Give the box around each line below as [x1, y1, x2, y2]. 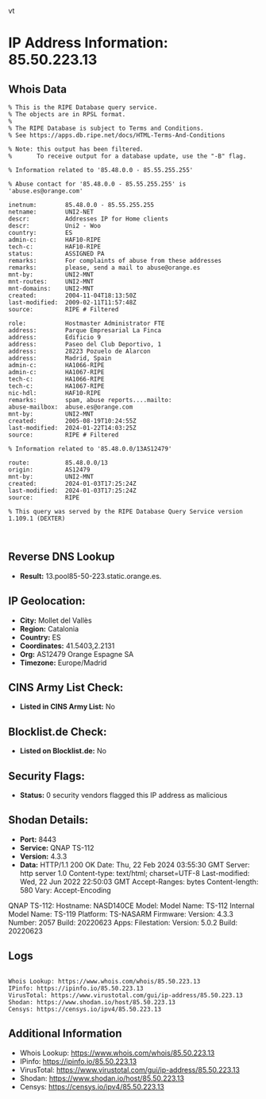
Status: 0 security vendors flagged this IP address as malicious [19, 791, 228, 800]
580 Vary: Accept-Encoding [19, 885, 111, 894]
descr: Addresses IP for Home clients [8, 215, 169, 223]
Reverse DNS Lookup [8, 550, 115, 564]
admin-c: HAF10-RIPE [8, 236, 102, 244]
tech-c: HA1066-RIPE [8, 375, 105, 383]
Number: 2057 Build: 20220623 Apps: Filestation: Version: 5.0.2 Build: [8, 917, 238, 927]
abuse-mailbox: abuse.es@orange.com [8, 403, 133, 411]
